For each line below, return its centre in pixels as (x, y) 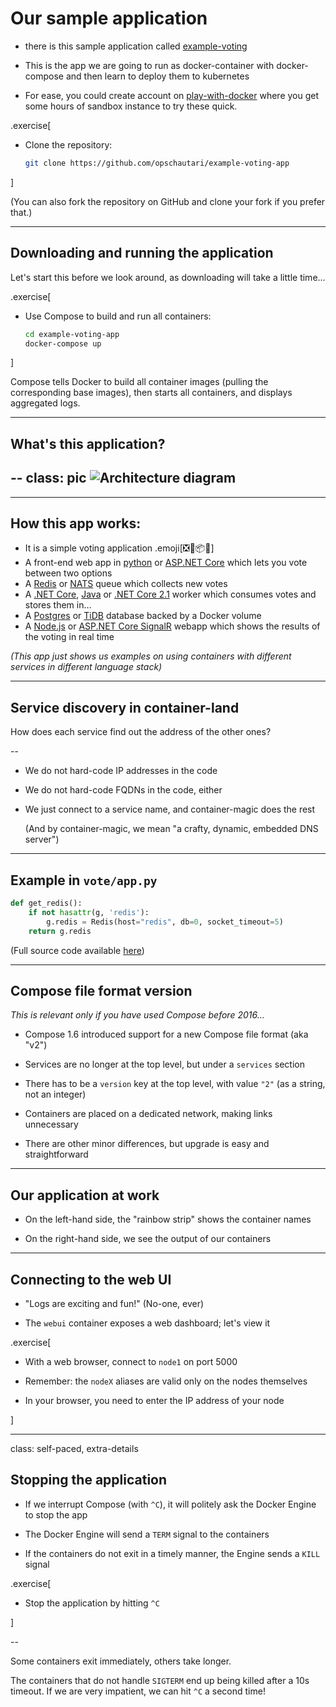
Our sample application (109, 18)
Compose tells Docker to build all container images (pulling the (139, 382)
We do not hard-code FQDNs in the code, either (123, 790)
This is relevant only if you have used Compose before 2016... (137, 1015)
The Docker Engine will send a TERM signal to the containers (147, 1534)
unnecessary (51, 1124)
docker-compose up (63, 343)
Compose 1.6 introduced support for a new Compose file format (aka (166, 1034)
